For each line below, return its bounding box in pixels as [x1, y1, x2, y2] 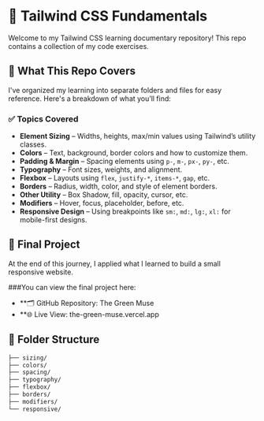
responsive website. [8, 267, 73, 277]
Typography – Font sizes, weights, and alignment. [19, 165, 183, 174]
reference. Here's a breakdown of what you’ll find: [8, 94, 172, 103]
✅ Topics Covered [8, 114, 79, 125]
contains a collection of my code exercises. [8, 41, 150, 50]
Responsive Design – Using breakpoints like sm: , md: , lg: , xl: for [19, 207, 231, 216]
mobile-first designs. [19, 215, 87, 225]
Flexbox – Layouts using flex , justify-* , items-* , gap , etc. [19, 173, 210, 183]
